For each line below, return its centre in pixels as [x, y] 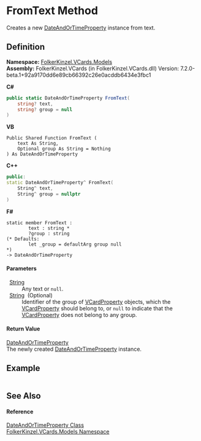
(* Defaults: [23, 239]
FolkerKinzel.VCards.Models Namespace [58, 432]
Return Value [23, 329]
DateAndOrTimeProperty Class [45, 425]
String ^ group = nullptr [49, 194]
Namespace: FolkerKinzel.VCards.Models [59, 61]
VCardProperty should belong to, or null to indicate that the [97, 308]
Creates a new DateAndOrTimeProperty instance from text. [81, 28]
